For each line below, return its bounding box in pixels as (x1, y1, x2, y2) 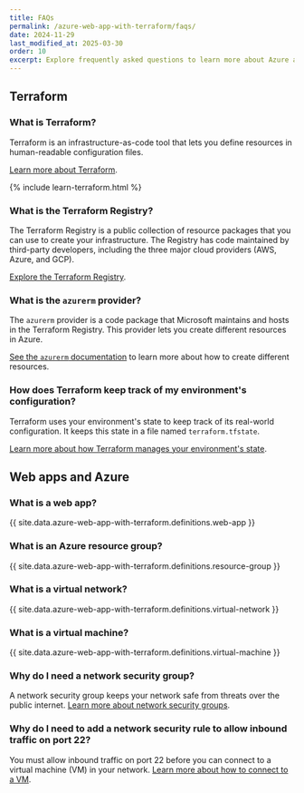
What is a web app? (9, 496, 98, 509)
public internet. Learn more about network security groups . (9, 700, 231, 710)
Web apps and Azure (9, 469, 129, 485)
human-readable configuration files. (9, 146, 144, 157)
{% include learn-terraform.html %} (9, 181, 142, 192)
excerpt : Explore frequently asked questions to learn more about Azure (9, 55, 290, 64)
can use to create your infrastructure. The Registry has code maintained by (9, 234, 290, 245)
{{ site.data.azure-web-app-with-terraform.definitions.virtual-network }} (9, 603, 280, 614)
